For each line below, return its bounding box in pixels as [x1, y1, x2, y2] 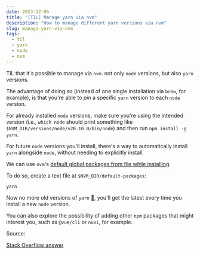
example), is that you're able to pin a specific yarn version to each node [6, 94, 180, 101]
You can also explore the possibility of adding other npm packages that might [6, 212, 194, 219]
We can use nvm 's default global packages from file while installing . [6, 160, 171, 167]
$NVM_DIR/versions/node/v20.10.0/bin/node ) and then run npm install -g [6, 124, 187, 131]
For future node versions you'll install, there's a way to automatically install [6, 142, 188, 149]
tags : [6, 31, 20, 37]
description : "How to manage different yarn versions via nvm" [6, 20, 167, 26]
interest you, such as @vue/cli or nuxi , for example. [6, 218, 133, 225]
